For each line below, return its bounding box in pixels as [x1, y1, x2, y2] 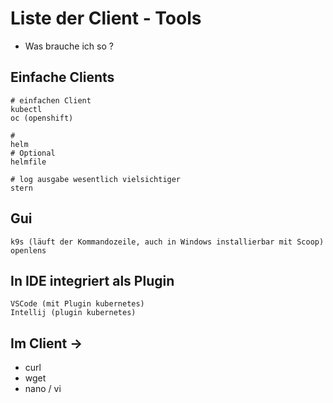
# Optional [10, 148, 56, 158]
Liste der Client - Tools [10, 7, 202, 30]
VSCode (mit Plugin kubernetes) [10, 299, 145, 309]
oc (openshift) [10, 113, 74, 123]
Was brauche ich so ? [24, 40, 114, 52]
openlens [10, 245, 47, 256]
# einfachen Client [10, 95, 92, 106]
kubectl [10, 104, 43, 114]
